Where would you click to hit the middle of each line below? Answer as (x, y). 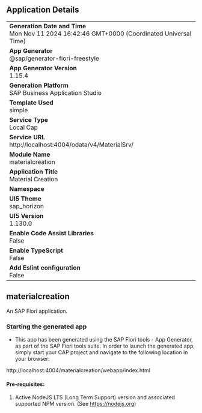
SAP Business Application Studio (56, 92)
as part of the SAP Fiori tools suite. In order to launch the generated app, (105, 346)
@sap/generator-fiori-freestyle (54, 58)
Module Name (30, 154)
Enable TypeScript (36, 250)
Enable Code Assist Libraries (52, 233)
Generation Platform (39, 85)
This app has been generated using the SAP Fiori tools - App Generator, (104, 339)
